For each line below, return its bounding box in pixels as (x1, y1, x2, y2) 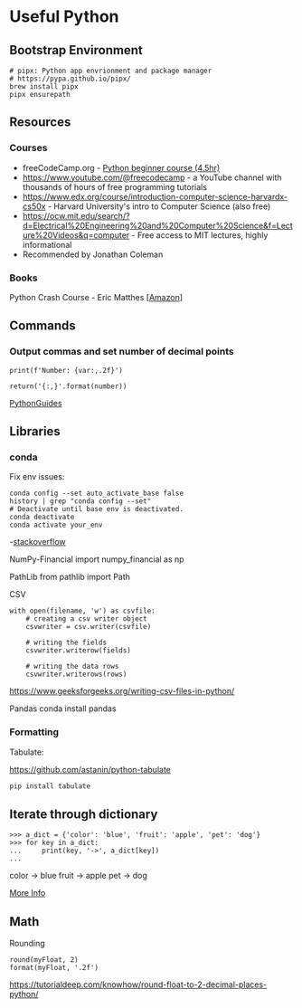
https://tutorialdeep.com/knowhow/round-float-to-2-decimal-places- (9, 979, 268, 990)
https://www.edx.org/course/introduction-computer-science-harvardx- (22, 191, 288, 202)
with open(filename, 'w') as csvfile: (9, 606, 156, 616)
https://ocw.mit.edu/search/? (22, 210, 130, 221)
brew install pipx (9, 82, 79, 91)
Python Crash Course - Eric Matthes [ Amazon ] (9, 291, 184, 302)
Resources (9, 115, 71, 130)
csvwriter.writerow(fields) (25, 646, 131, 655)
